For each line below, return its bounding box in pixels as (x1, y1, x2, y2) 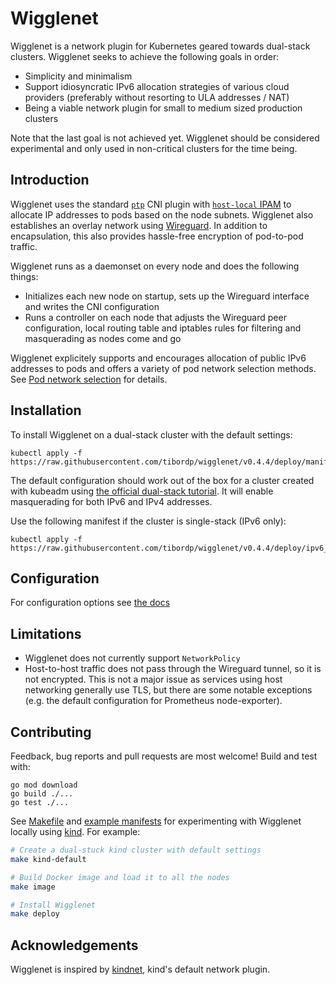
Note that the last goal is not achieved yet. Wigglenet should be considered (10, 132, 320, 144)
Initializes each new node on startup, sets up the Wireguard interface (24, 290, 310, 302)
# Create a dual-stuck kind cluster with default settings (10, 845, 262, 855)
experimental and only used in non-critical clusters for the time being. (10, 142, 298, 154)
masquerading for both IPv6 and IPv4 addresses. (10, 495, 213, 507)
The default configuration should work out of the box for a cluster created (10, 474, 315, 486)
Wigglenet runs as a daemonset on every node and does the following (10, 260, 300, 272)
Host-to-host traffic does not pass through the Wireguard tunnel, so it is (24, 663, 322, 675)
